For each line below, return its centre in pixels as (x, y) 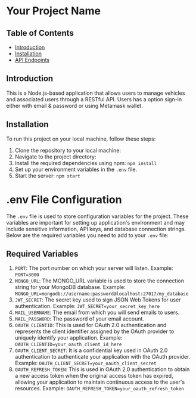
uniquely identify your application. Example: (69, 338)
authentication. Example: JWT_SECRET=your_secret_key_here (87, 306)
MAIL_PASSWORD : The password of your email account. (80, 319)
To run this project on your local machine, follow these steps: (81, 139)
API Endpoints (32, 60)
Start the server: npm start (47, 175)
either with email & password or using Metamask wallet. (74, 105)
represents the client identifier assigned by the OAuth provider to (94, 331)
